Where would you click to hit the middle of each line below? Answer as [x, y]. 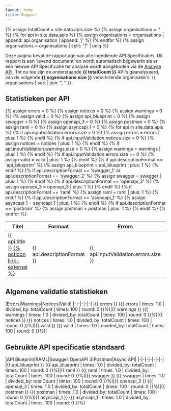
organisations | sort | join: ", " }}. [39, 83]
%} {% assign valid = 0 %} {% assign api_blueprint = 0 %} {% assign [78, 116]
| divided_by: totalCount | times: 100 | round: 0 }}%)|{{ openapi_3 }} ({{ [79, 381]
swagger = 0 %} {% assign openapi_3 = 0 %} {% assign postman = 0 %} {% [85, 122]
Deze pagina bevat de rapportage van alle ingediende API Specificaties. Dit [84, 55]
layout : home [19, 10]
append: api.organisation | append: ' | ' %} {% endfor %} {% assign [75, 40]
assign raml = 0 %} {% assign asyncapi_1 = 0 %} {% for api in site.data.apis [84, 127]
